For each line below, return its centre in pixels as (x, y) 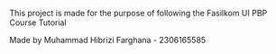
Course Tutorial (38, 22)
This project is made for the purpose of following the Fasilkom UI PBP (138, 13)
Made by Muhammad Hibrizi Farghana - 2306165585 (108, 40)
